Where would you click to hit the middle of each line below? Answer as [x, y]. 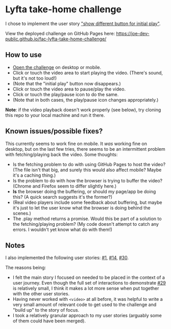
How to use [23, 55]
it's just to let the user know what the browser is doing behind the [81, 207]
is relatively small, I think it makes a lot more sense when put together [86, 288]
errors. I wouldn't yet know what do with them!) [62, 229]
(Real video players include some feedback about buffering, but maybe [87, 202]
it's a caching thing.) [34, 175]
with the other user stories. [41, 294]
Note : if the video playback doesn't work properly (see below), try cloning [83, 110]
